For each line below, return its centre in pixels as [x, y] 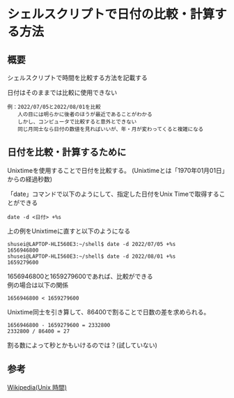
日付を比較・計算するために [67, 152]
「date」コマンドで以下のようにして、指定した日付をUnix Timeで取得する [113, 194]
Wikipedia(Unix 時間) [37, 387]
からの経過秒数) [30, 179]
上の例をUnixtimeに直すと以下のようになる [69, 231]
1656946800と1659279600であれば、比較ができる [80, 276]
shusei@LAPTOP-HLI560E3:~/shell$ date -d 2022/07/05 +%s [92, 244]
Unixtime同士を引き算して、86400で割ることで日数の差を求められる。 [109, 312]
